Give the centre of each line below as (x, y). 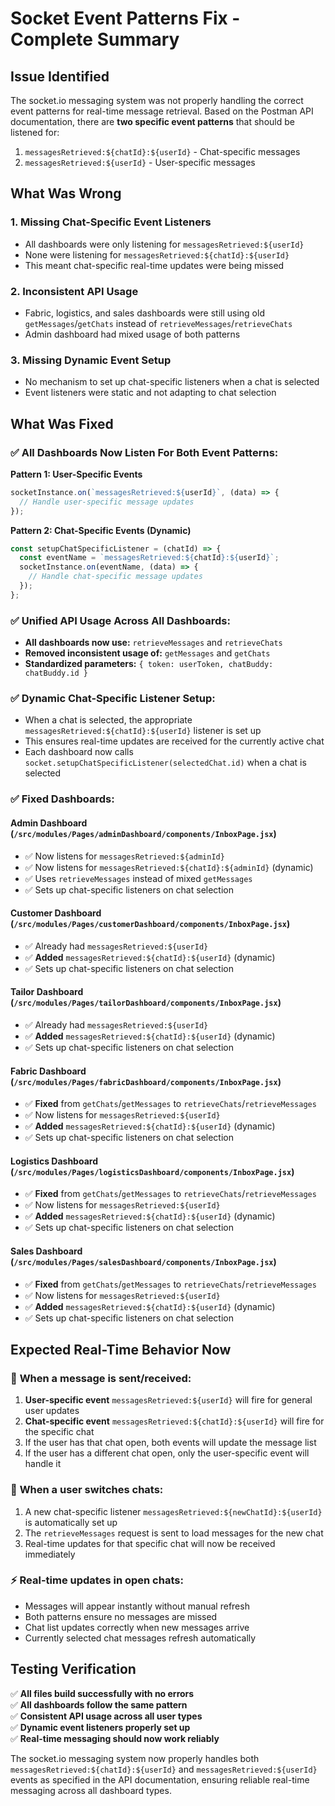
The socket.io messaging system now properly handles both (135, 1758)
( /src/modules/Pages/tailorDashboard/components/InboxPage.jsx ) (146, 1003)
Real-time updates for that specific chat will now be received (150, 1543)
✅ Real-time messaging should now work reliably (115, 1738)
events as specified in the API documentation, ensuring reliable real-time (160, 1779)
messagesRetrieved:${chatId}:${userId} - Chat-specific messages (162, 151)
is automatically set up (71, 1522)
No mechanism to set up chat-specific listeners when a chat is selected (172, 382)
